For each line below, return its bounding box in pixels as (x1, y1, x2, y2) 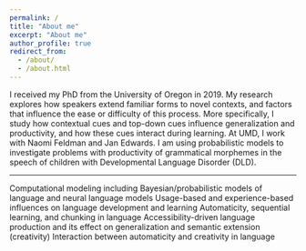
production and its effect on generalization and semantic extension (9, 221, 260, 232)
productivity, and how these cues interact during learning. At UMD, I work (9, 127, 285, 138)
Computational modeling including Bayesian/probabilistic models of (9, 183, 262, 194)
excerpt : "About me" (9, 30, 88, 39)
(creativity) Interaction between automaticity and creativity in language (9, 231, 276, 242)
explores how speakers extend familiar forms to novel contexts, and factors (9, 98, 293, 109)
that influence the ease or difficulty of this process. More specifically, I (9, 108, 275, 119)
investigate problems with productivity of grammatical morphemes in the (9, 146, 282, 157)
